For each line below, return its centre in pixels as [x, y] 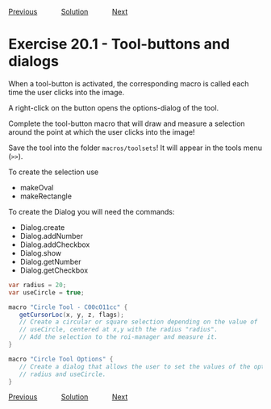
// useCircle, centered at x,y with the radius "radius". [119, 330]
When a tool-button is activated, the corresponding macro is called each [129, 83]
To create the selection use [54, 172]
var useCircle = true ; [46, 292]
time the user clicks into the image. [67, 92]
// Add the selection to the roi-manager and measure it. [119, 337]
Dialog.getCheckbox [54, 270]
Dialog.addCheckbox [55, 244]
